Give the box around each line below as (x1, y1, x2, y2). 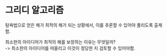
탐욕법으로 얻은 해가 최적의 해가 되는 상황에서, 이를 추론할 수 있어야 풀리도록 (5, 22, 153, 28)
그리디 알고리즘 (5, 4, 64, 16)
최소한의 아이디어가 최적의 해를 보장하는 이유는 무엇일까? (5, 38, 116, 45)
